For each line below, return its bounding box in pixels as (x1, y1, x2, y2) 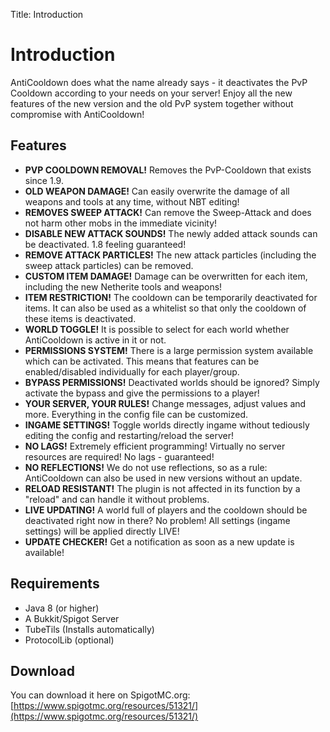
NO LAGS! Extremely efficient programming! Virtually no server (24, 440, 286, 452)
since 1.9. (24, 174, 64, 186)
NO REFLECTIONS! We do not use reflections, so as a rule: (24, 461, 268, 473)
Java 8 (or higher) (24, 602, 100, 614)
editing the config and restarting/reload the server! (24, 429, 235, 441)
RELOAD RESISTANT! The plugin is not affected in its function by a (24, 482, 301, 494)
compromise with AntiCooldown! (10, 108, 145, 120)
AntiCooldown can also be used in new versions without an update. (24, 472, 303, 484)
